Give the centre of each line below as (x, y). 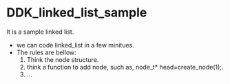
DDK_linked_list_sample (77, 13)
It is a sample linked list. (40, 32)
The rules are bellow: (46, 52)
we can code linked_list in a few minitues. (75, 45)
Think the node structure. (63, 59)
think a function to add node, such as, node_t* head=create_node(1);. (125, 67)
